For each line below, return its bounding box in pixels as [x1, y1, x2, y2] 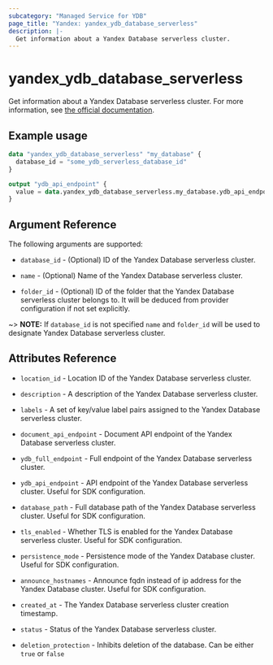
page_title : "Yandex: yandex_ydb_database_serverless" [8, 20, 198, 28]
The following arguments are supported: [8, 239, 144, 249]
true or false [19, 648, 65, 658]
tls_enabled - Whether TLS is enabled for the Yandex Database [19, 526, 233, 537]
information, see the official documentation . [8, 105, 154, 115]
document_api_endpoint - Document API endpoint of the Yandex [19, 428, 233, 439]
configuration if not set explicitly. [19, 304, 130, 314]
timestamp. [19, 608, 58, 618]
